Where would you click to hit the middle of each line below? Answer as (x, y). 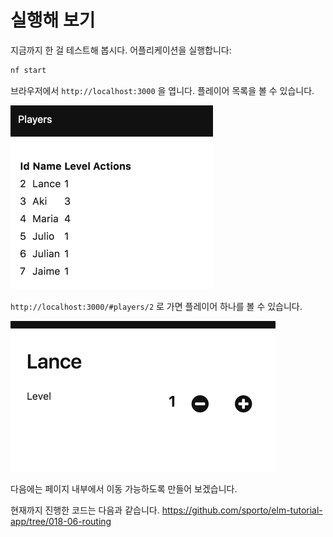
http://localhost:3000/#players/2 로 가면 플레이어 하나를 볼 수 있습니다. (156, 306)
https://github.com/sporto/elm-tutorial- (242, 510)
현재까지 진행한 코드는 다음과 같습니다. (85, 510)
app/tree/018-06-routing (61, 521)
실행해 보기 (53, 20)
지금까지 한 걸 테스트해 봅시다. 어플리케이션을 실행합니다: (121, 50)
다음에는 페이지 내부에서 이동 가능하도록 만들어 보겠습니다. (124, 488)
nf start (28, 70)
